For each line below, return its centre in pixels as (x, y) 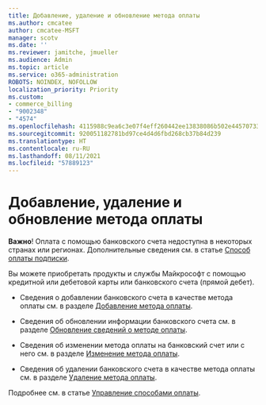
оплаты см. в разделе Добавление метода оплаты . (106, 306)
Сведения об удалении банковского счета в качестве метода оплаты (137, 369)
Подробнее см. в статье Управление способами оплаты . (104, 393)
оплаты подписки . (39, 258)
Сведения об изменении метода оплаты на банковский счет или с (132, 345)
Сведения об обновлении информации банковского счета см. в (127, 322)
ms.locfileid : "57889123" (51, 164)
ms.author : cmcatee (40, 23)
